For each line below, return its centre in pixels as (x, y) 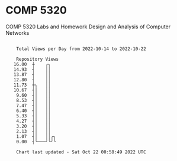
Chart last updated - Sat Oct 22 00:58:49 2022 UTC (81, 152)
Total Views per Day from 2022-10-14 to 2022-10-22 (81, 49)
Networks (17, 32)
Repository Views (38, 59)
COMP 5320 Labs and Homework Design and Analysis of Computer (88, 27)
